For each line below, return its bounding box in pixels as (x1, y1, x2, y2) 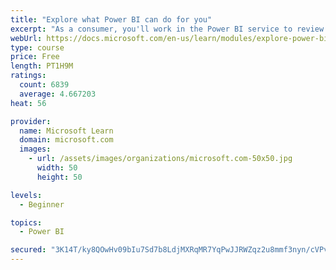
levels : (10, 190, 43, 200)
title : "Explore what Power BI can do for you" (10, 14, 213, 25)
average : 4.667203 (19, 89, 97, 99)
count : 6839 (19, 80, 70, 90)
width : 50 (36, 163, 78, 173)
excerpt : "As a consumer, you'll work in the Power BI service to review (10, 24, 325, 34)
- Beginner (19, 199, 65, 210)
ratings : (10, 71, 47, 81)
